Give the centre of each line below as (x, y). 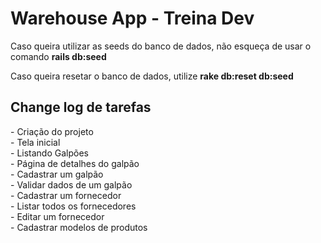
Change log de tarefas (81, 107)
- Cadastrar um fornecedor (66, 195)
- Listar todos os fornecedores (73, 206)
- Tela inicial (35, 142)
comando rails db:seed (58, 56)
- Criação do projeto (52, 131)
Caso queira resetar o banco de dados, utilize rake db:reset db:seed (152, 76)
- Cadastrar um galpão (57, 174)
